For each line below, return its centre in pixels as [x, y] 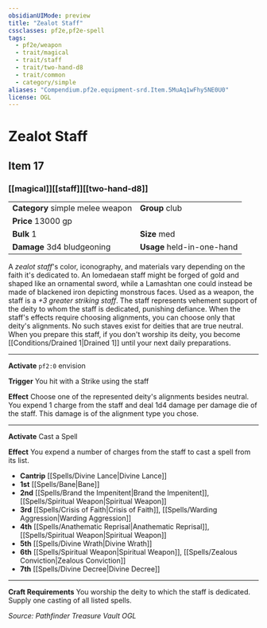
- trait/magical [42, 53]
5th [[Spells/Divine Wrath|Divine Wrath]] [86, 544]
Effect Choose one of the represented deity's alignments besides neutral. [129, 397]
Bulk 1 [25, 234]
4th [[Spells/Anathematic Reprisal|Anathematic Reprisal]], [114, 527]
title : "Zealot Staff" [46, 23]
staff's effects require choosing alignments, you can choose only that [122, 318]
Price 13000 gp [43, 222]
